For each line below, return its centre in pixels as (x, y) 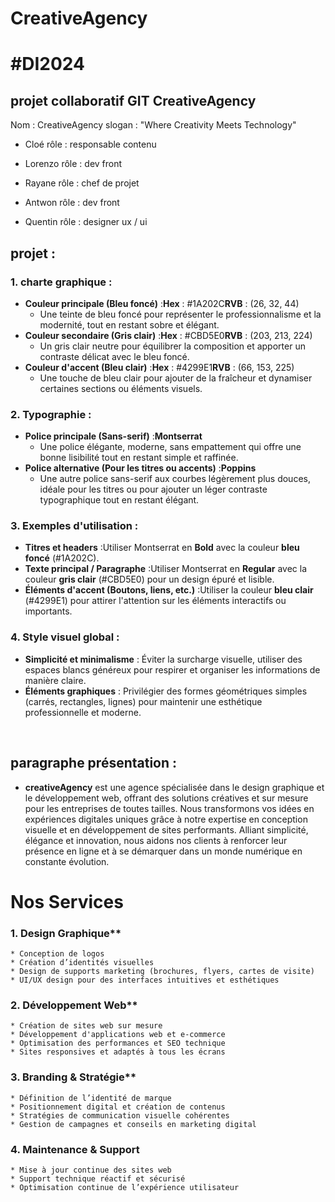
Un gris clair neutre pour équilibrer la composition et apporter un (172, 346)
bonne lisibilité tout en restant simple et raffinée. (139, 458)
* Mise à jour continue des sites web (91, 1170)
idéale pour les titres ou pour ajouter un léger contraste (153, 489)
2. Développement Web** (74, 1005)
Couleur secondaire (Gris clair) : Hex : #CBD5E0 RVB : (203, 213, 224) (168, 335)
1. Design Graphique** (66, 933)
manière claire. (55, 680)
